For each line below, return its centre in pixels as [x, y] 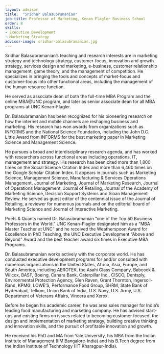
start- [151, 310]
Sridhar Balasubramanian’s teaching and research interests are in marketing [81, 55]
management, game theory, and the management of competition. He [74, 71]
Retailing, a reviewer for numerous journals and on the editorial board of [78, 203]
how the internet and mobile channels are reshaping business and [71, 121]
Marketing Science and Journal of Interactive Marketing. [62, 209]
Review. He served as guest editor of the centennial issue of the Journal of [80, 199]
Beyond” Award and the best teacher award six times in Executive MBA [77, 239]
